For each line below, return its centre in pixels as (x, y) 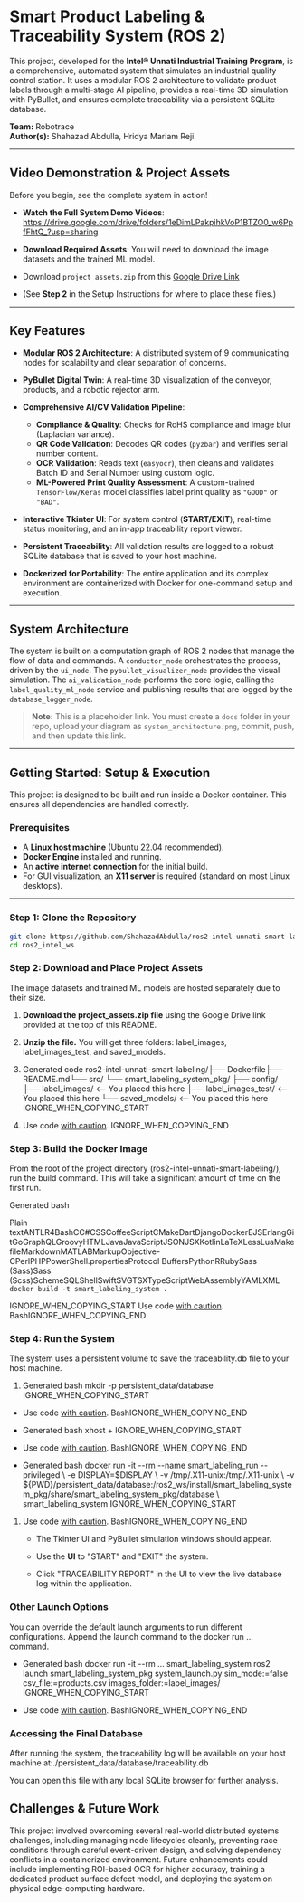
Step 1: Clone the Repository (73, 918)
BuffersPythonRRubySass (209, 1261)
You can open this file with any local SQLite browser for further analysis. (144, 1781)
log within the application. (84, 1584)
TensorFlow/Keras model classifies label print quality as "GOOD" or (157, 491)
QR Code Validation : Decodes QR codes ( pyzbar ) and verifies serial (161, 443)
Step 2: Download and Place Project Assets (106, 968)
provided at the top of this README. (90, 1024)
